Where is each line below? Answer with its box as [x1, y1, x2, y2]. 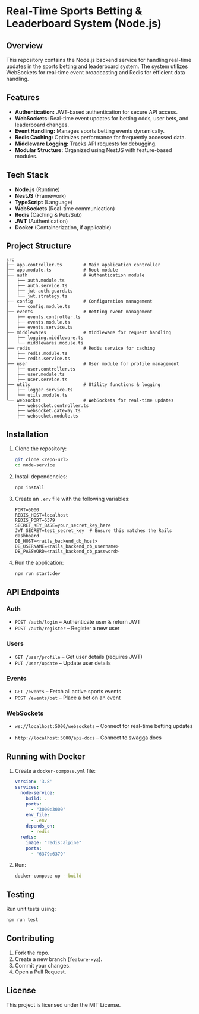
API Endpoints [6, 587, 60, 597]
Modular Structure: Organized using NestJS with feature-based [14, 146, 172, 153]
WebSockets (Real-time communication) [14, 204, 115, 212]
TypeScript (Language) [14, 198, 73, 206]
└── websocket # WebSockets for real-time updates [6, 397, 174, 403]
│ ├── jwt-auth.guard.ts [6, 288, 73, 294]
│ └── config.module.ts [6, 304, 70, 310]
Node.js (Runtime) [14, 186, 61, 193]
